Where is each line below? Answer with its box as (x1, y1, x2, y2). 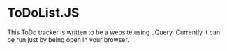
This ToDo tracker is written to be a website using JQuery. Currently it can (7, 28, 221, 36)
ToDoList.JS (7, 5, 80, 21)
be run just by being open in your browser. (7, 35, 129, 43)
